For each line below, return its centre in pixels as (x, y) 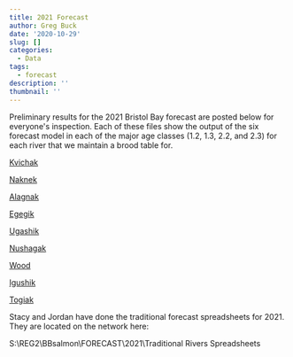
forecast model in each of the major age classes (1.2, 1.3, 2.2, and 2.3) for (143, 136)
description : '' (39, 83)
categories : (31, 50)
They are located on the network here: (79, 326)
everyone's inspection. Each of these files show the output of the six (134, 126)
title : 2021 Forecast (49, 17)
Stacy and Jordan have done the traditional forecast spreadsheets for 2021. (147, 316)
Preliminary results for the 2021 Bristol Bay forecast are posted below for (142, 117)
